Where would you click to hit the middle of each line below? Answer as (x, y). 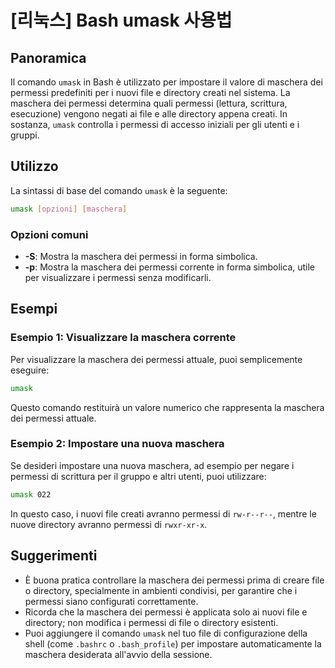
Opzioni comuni (49, 234)
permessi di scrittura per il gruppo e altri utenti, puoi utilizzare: (138, 476)
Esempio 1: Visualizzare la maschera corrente (123, 338)
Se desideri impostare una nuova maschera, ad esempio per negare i (152, 465)
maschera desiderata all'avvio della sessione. (118, 654)
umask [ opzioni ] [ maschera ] (69, 209)
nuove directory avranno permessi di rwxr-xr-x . (109, 524)
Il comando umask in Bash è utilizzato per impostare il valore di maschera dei (166, 82)
